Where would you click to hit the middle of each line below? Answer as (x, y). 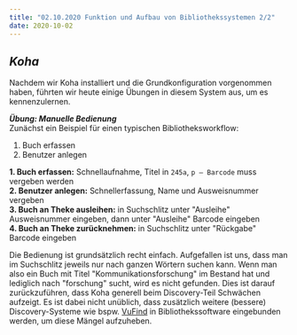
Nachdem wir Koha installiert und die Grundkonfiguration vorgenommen (141, 83)
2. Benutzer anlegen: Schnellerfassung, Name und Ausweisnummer (134, 191)
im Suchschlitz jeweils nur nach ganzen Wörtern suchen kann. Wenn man (143, 265)
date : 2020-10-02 (41, 26)
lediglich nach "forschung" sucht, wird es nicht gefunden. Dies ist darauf (142, 284)
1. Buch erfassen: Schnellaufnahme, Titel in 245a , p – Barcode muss (133, 172)
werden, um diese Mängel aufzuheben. (81, 321)
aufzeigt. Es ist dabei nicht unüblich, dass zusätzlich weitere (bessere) (138, 302)
